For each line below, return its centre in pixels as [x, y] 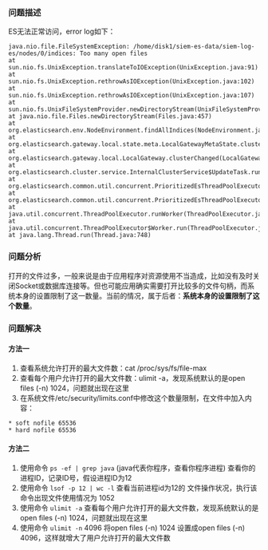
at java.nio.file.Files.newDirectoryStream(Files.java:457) [110, 117]
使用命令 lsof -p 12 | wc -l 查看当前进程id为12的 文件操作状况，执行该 [138, 488]
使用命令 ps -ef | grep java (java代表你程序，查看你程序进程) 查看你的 [138, 468]
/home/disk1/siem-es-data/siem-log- [194, 47]
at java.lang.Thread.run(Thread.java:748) [80, 235]
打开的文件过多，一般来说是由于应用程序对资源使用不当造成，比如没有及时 [130, 275]
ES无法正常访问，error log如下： [62, 32]
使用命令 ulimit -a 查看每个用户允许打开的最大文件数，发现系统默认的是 [139, 508]
